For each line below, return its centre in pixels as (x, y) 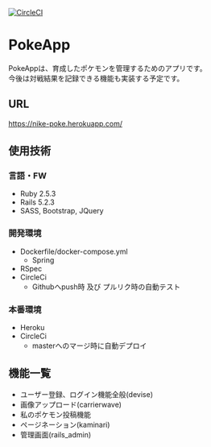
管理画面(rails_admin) (56, 434)
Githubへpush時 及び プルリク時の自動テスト (106, 287)
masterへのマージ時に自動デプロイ (89, 346)
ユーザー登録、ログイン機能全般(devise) (87, 394)
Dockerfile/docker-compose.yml (74, 251)
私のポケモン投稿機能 (55, 414)
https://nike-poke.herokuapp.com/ (66, 123)
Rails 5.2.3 (37, 202)
